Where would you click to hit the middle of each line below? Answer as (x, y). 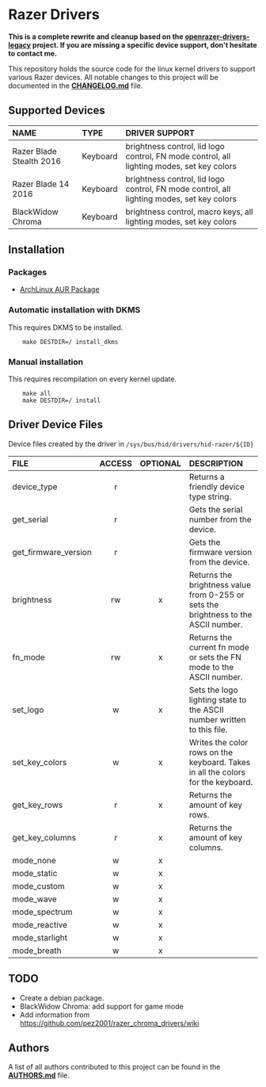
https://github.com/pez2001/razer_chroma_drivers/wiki (109, 1023)
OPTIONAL (161, 463)
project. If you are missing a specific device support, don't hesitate (144, 44)
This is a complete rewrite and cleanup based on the (96, 36)
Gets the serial (216, 509)
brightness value (220, 584)
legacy (20, 44)
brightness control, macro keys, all (189, 212)
